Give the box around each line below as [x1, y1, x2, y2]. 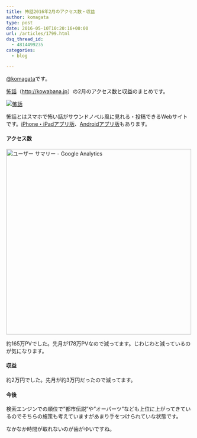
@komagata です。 [6, 75, 50, 82]
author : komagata [6, 14, 49, 20]
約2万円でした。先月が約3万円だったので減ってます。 [6, 376, 136, 383]
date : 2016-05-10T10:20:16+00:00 [6, 25, 89, 31]
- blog [11, 53, 28, 59]
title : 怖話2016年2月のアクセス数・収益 [6, 8, 95, 15]
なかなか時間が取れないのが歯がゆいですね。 [6, 426, 115, 433]
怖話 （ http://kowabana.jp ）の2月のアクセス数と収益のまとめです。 [6, 87, 169, 95]
